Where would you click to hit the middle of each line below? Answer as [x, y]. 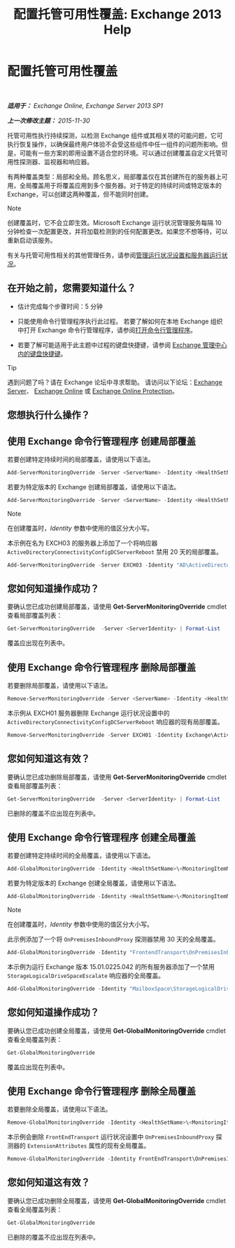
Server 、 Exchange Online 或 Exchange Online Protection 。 [93, 391]
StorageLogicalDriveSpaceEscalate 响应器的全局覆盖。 [86, 975]
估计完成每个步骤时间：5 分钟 [60, 306]
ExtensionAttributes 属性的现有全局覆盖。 [88, 1146]
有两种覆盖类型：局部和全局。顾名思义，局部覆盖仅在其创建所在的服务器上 [114, 177]
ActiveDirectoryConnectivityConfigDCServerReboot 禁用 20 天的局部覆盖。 [115, 552]
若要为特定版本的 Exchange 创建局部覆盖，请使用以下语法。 [94, 487]
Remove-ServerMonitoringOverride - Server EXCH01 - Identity [95, 735]
